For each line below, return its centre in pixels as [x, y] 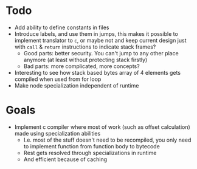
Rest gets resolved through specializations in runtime [90, 153]
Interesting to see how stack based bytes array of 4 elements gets [97, 72]
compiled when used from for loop [58, 79]
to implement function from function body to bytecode [92, 146]
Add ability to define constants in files [62, 27]
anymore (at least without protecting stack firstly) [85, 60]
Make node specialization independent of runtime [77, 85]
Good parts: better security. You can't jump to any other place [101, 53]
